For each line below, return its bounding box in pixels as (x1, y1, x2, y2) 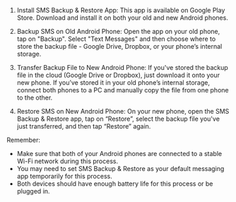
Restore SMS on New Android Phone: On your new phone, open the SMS (16, 107, 230, 115)
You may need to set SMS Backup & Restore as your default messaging (16, 165, 225, 172)
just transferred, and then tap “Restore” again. (16, 122, 151, 130)
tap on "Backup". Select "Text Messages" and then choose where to (16, 35, 216, 43)
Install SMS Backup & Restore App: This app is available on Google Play (16, 6, 225, 14)
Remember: (6, 136, 40, 144)
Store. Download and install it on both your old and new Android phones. (16, 13, 229, 22)
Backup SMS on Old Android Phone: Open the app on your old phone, (16, 28, 220, 35)
